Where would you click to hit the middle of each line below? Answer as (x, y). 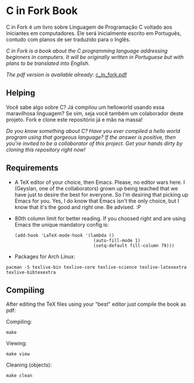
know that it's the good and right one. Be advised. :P (78, 207)
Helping (21, 93)
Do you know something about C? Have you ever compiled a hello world (93, 131)
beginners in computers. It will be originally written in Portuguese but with (95, 57)
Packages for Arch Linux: (45, 257)
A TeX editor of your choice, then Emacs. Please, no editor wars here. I (100, 182)
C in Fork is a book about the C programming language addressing (87, 50)
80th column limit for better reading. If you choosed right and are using (100, 218)
